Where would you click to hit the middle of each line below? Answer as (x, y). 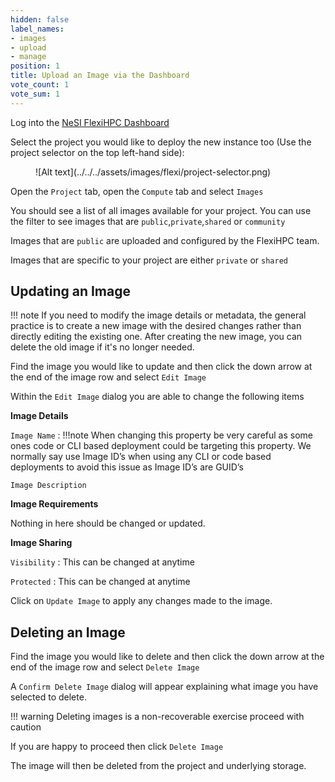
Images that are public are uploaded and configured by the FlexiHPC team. (165, 240)
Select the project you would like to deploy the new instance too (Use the (161, 142)
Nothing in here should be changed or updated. (108, 523)
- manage (28, 57)
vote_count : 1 (40, 85)
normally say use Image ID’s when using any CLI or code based (141, 457)
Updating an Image (71, 291)
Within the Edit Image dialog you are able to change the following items (157, 397)
